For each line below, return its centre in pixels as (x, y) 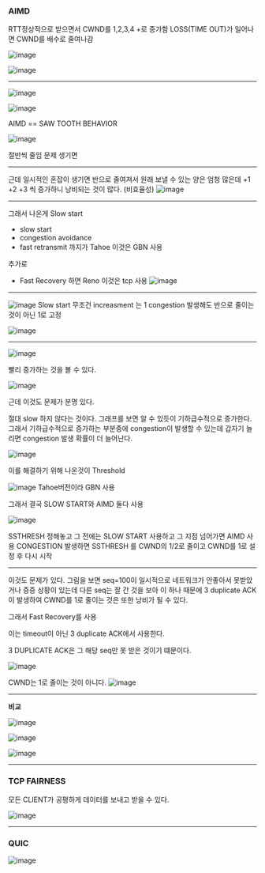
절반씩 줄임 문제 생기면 (43, 155)
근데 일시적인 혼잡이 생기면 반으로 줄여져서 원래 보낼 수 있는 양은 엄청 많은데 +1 (129, 180)
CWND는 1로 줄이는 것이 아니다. (57, 682)
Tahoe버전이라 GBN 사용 (77, 487)
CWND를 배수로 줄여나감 (55, 39)
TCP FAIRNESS (37, 781)
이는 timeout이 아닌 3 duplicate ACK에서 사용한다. (87, 633)
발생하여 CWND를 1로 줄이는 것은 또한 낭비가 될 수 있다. (102, 600)
